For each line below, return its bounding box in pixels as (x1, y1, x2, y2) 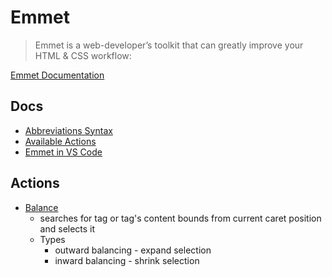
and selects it (39, 222, 96, 235)
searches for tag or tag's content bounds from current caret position (39, 212, 322, 224)
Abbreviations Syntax (24, 124, 113, 136)
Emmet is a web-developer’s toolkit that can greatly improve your (34, 39, 304, 51)
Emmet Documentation (10, 69, 105, 81)
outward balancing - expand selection (54, 244, 212, 256)
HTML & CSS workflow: (34, 49, 132, 61)
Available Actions (24, 135, 97, 147)
